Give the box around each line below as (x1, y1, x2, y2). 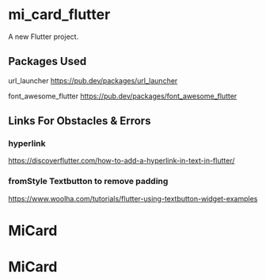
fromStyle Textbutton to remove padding (8, 176, 169, 187)
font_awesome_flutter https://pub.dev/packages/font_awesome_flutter (8, 91, 237, 101)
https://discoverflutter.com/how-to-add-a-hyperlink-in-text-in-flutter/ (8, 156, 235, 166)
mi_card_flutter (8, 6, 111, 24)
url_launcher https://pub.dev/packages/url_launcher (8, 75, 178, 85)
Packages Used (8, 55, 87, 68)
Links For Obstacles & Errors (8, 114, 151, 128)
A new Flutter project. (8, 32, 79, 41)
